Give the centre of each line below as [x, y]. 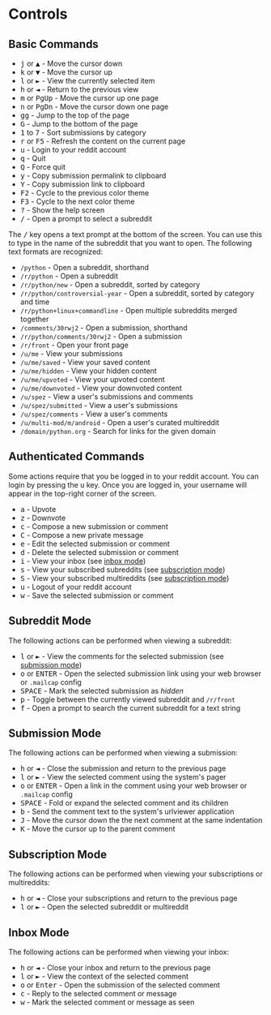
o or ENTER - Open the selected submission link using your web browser [140, 673]
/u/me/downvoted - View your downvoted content [101, 388]
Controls [38, 14]
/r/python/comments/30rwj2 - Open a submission [101, 336]
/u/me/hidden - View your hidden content [89, 371]
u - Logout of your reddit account [76, 587]
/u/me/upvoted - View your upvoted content [92, 379]
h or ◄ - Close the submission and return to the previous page [123, 768]
